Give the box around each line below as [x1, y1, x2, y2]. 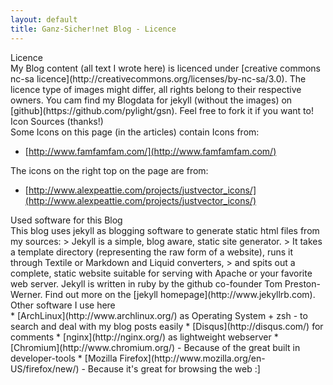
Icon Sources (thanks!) [10, 115, 104, 127]
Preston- [284, 277, 321, 290]
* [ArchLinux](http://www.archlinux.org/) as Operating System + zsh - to [10, 309, 308, 321]
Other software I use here [10, 299, 116, 311]
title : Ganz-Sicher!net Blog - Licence [10, 24, 177, 34]
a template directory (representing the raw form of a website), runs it [10, 246, 294, 258]
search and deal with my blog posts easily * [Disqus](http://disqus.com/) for [10, 320, 324, 332]
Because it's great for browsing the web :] [87, 362, 261, 375]
